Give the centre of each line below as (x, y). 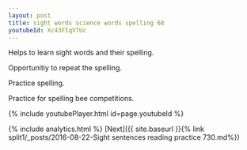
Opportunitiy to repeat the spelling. (65, 68)
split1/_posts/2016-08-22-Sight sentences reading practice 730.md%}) (124, 137)
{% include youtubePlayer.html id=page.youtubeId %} (96, 114)
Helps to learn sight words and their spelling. (81, 53)
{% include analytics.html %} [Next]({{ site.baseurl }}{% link (106, 129)
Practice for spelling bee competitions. (71, 99)
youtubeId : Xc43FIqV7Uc (47, 30)
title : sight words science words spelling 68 (86, 23)
